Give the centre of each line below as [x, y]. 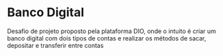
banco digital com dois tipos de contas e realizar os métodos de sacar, [107, 38]
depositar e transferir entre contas [55, 45]
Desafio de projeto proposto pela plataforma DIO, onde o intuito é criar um [112, 31]
